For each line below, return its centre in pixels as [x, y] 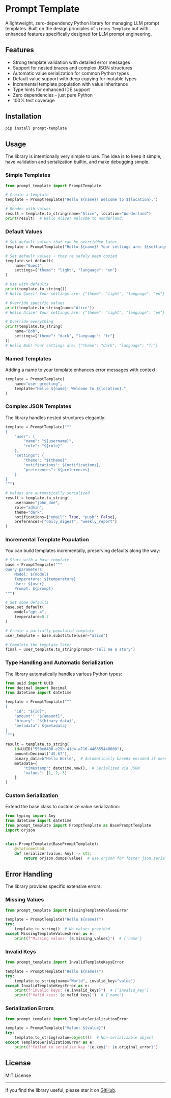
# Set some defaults [27, 603]
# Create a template [27, 195]
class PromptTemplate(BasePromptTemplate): [52, 844]
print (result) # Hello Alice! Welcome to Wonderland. [65, 218]
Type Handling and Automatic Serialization [59, 662]
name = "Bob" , [27, 331]
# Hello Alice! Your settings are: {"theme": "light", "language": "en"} [85, 312]
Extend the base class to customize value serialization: [63, 807]
